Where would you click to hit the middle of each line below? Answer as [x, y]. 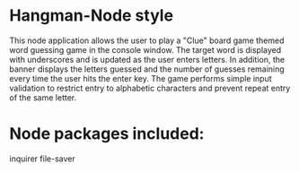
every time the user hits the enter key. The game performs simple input [141, 78]
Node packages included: [107, 134]
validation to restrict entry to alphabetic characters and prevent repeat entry [150, 88]
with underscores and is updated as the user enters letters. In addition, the [147, 59]
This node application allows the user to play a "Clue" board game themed [147, 40]
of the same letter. [43, 97]
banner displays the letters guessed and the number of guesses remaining [147, 69]
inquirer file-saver [42, 159]
